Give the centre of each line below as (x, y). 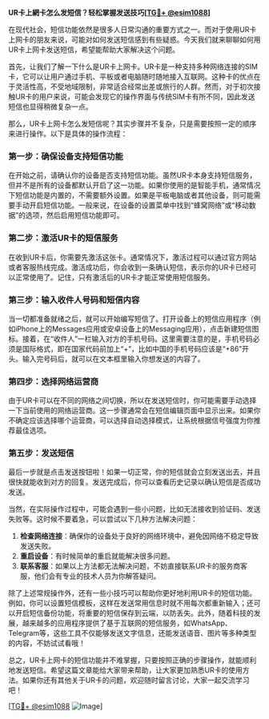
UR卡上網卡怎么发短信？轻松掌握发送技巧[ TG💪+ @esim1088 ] (109, 12)
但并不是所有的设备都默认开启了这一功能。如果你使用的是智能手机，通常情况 (134, 185)
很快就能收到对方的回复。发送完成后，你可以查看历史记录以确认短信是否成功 (134, 482)
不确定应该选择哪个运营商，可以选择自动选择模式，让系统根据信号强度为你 (131, 420)
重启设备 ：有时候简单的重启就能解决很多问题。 (97, 556)
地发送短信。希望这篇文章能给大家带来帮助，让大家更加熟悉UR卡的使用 (125, 670)
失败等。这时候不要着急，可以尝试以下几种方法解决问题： (103, 519)
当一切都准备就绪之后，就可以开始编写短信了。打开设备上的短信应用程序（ (131, 319)
